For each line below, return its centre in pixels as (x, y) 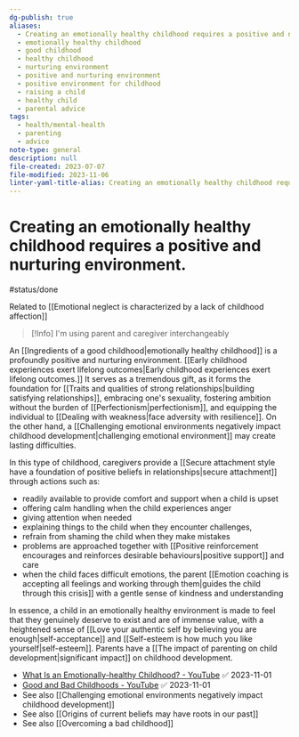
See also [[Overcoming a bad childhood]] (97, 724)
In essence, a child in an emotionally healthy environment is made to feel (142, 611)
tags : (19, 117)
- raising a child (52, 92)
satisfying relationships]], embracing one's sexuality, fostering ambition (140, 398)
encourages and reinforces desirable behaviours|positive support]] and (153, 555)
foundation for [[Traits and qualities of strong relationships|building (132, 389)
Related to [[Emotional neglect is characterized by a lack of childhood (137, 307)
